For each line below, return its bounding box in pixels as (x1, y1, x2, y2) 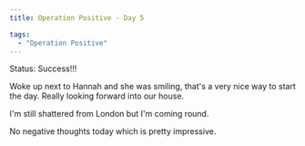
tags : (9, 29, 30, 39)
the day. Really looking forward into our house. (9, 90, 185, 101)
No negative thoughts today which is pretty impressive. (9, 126, 217, 137)
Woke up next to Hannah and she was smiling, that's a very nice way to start (9, 81, 296, 92)
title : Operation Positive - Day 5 (9, 13, 145, 23)
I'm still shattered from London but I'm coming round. (9, 109, 209, 120)
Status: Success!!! (9, 63, 77, 74)
